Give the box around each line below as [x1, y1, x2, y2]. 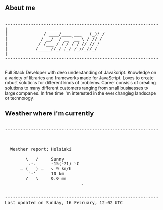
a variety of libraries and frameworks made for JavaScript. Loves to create [5, 75, 154, 81]
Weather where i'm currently [5, 109, 94, 118]
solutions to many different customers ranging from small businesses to [5, 85, 148, 91]
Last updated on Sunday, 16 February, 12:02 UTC [5, 200, 123, 205]
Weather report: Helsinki [10, 146, 72, 152]
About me [5, 4, 35, 12]
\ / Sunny [25, 156, 64, 162]
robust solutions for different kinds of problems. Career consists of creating [5, 80, 156, 85]
